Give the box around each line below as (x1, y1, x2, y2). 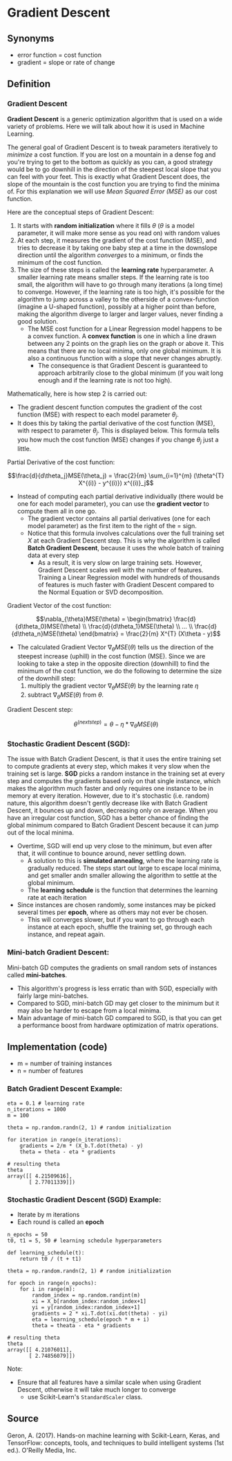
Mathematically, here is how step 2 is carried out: (7, 390, 147, 398)
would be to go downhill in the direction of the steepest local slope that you (7, 165, 221, 173)
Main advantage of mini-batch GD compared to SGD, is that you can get (17, 1013, 222, 1022)
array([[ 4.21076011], (7, 1346, 72, 1353)
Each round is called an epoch (17, 1218, 104, 1226)
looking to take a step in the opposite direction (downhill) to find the (17, 659, 210, 667)
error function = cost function (17, 51, 102, 59)
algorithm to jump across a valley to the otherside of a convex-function (17, 295, 220, 303)
